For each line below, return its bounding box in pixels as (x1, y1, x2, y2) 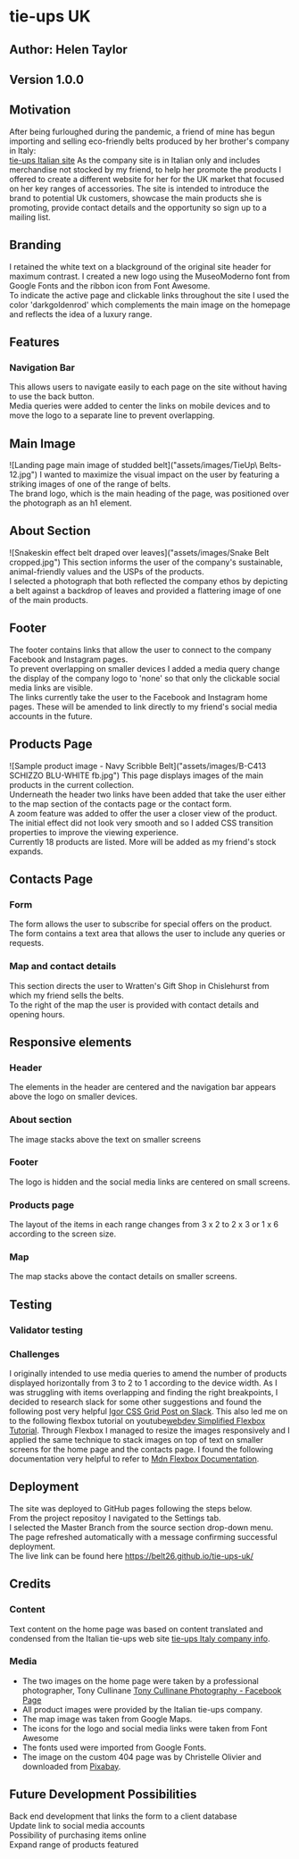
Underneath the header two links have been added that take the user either (9, 789, 287, 800)
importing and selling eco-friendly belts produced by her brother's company (9, 136, 290, 147)
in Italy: (9, 145, 37, 155)
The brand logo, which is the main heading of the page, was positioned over (9, 489, 290, 499)
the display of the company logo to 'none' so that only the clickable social (9, 673, 280, 683)
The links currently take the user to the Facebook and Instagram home (9, 691, 268, 702)
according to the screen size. (9, 1228, 117, 1239)
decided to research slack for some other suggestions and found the (9, 1396, 262, 1407)
